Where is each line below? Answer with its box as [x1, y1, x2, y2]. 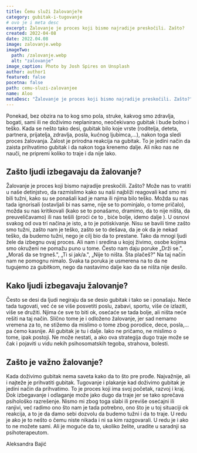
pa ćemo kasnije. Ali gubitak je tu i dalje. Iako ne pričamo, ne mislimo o [6, 328, 177, 335]
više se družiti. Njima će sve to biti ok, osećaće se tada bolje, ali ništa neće [6, 309, 186, 316]
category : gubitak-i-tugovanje [6, 14, 83, 20]
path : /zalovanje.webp [11, 52, 67, 58]
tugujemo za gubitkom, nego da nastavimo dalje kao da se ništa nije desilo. [6, 264, 188, 271]
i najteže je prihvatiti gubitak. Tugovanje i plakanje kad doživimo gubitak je [6, 379, 185, 386]
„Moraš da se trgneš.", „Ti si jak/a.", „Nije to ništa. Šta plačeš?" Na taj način [6, 251, 186, 258]
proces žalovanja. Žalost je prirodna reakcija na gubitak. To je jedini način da [6, 137, 191, 144]
